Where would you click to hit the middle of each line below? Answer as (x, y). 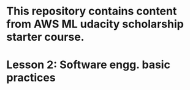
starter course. (45, 37)
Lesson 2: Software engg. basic (88, 65)
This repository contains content (92, 11)
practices (31, 78)
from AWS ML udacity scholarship (95, 24)
